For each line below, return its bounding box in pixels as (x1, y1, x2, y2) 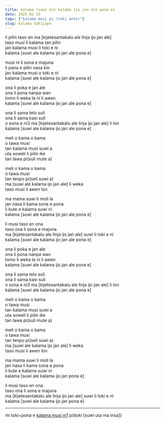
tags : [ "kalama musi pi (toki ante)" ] (5, 16, 84, 21)
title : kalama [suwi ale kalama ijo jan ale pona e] (5, 7, 115, 12)
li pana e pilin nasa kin (5, 65, 50, 71)
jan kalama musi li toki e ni (5, 45, 58, 51)
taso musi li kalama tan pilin (5, 40, 61, 46)
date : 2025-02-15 (5, 12, 41, 17)
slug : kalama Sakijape (5, 21, 52, 26)
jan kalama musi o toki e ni (5, 70, 59, 76)
